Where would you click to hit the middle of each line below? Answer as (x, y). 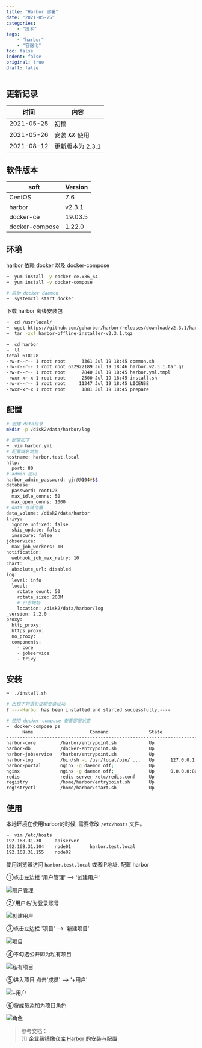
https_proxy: (28, 631)
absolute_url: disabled (41, 569)
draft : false (23, 68)
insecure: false (32, 536)
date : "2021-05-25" (31, 17)
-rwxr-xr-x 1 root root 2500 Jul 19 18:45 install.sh (82, 378)
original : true (25, 62)
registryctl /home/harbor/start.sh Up (80, 788)
